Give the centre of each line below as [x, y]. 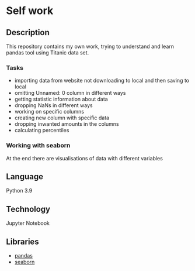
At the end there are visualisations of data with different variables [85, 158]
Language [25, 176]
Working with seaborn [38, 146]
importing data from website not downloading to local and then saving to [102, 81]
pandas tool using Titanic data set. [48, 53]
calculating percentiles [42, 131]
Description [28, 32]
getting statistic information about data [61, 99]
